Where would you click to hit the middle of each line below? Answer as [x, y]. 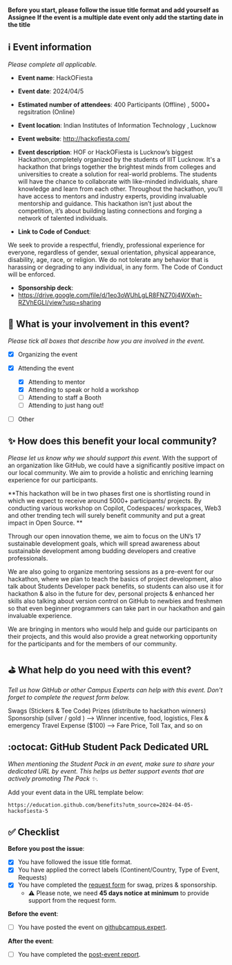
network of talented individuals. [63, 218]
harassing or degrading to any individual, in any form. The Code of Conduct [115, 267]
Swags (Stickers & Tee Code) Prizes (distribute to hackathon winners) [107, 711]
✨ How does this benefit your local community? [112, 441]
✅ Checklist [34, 832]
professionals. [28, 558]
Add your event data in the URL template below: [76, 792]
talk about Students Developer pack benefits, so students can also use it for [116, 586]
